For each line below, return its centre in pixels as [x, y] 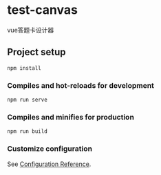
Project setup [37, 52]
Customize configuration [50, 149]
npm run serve [28, 100]
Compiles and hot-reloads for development [81, 85]
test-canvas [42, 10]
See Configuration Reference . [49, 164]
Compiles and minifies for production [71, 117]
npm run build [28, 131]
